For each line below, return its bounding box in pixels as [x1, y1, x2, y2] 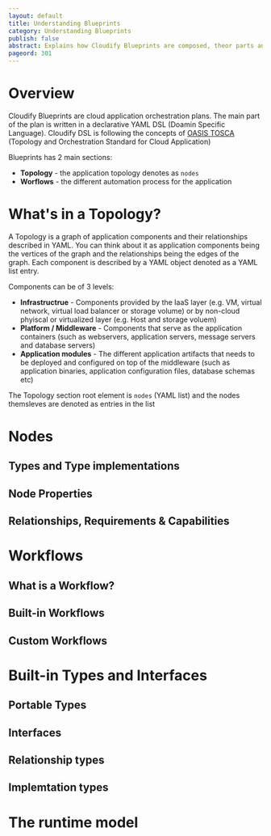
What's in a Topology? [8, 205, 161, 223]
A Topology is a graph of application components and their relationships [8, 231, 248, 241]
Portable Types [8, 699, 87, 712]
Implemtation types [8, 781, 109, 795]
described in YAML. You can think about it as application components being [8, 240, 260, 250]
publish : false [8, 34, 60, 43]
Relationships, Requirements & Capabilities [8, 514, 230, 528]
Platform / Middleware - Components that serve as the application [19, 323, 243, 332]
